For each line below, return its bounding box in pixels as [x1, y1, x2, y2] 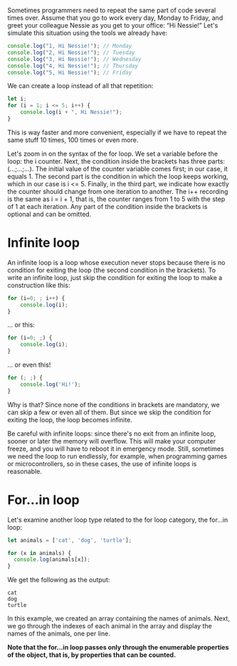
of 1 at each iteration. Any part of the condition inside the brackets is [7, 202, 208, 210]
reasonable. [7, 467, 43, 476]
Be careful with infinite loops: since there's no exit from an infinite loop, [7, 429, 216, 438]
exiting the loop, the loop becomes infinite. [7, 415, 133, 424]
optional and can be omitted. [7, 210, 92, 218]
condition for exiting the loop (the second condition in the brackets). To [7, 266, 216, 274]
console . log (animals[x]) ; [14, 556, 91, 564]
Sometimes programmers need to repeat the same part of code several [7, 6, 216, 14]
